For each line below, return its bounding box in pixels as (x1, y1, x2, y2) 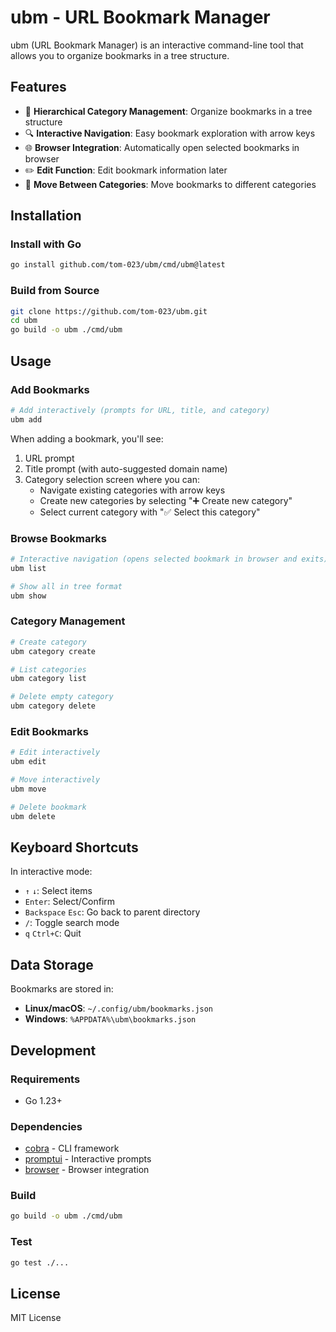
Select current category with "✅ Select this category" (39, 506, 261, 518)
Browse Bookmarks (10, 531, 107, 545)
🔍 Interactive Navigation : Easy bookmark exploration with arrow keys (24, 127, 316, 139)
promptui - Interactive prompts (24, 1153, 152, 1165)
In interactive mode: (10, 866, 93, 878)
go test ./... (10, 1257, 70, 1268)
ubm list (10, 563, 47, 573)
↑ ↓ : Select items (24, 885, 93, 897)
